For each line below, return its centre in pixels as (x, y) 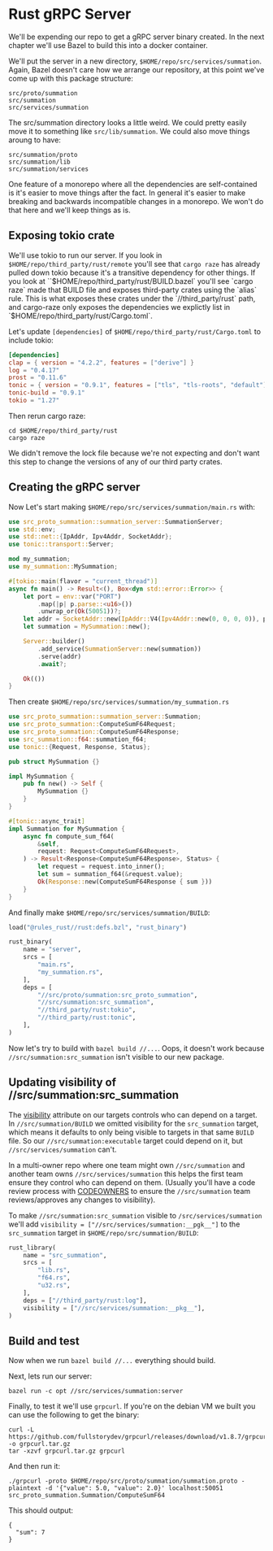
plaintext (25, 1488)
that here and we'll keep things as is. (70, 210)
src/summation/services (49, 169)
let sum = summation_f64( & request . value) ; (110, 874)
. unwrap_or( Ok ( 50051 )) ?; (80, 612)
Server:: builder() (54, 642)
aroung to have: (35, 140)
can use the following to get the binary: (74, 1415)
